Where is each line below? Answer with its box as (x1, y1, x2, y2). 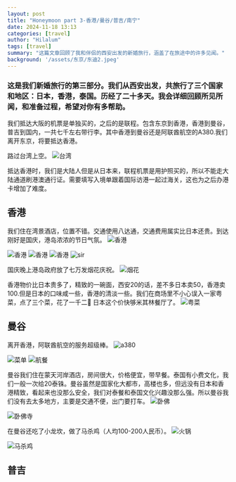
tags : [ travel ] (7, 43, 52, 50)
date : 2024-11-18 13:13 (7, 23, 77, 30)
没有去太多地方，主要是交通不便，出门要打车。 (13, 397, 149, 405)
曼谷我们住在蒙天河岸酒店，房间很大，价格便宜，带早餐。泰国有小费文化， (7, 370, 223, 379)
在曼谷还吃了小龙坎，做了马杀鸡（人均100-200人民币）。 (7, 426, 171, 435)
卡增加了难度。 (7, 184, 51, 193)
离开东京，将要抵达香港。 (7, 137, 81, 145)
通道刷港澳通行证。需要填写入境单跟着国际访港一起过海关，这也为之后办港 (13, 175, 229, 184)
